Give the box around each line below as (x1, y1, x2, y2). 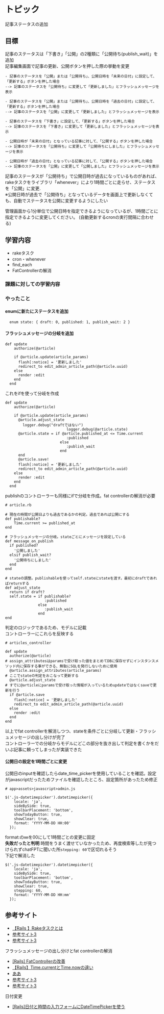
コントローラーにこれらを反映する (5, 631, 74, 636)
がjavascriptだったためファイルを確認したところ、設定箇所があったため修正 (5, 777, 158, 783)
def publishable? (5, 516, 41, 521)
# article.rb (5, 503, 32, 507)
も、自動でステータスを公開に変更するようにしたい (5, 198, 108, 203)
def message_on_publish (5, 538, 54, 544)
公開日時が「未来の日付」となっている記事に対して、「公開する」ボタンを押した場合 (9, 139, 153, 144)
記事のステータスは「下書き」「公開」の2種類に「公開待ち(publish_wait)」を (5, 51, 158, 56)
